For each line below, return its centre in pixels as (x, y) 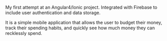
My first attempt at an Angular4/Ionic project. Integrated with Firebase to (81, 7)
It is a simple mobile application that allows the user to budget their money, (84, 23)
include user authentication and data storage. (53, 13)
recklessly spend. (24, 33)
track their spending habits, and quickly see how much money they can (80, 28)
